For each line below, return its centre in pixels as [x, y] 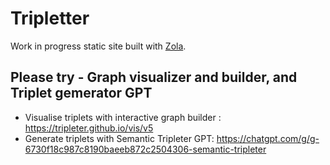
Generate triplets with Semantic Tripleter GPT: [119, 138]
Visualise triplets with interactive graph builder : [123, 117]
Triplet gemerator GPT [81, 93]
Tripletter [50, 18]
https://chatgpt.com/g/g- [268, 138]
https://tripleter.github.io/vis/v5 [89, 128]
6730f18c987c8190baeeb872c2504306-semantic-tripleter [145, 149]
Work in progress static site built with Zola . [98, 46]
